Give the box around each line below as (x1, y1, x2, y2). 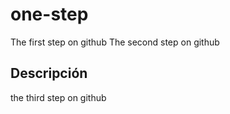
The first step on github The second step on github (10, 36, 220, 48)
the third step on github (10, 91, 107, 103)
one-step (10, 3, 89, 26)
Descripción (10, 65, 88, 82)
